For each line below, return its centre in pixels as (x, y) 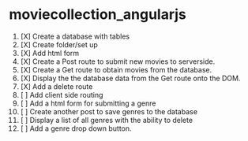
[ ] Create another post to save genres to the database (109, 111)
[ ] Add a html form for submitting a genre (88, 103)
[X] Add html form (50, 53)
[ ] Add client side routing (62, 95)
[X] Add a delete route (56, 86)
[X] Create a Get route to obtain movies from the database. (116, 69)
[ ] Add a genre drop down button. (76, 128)
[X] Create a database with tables (75, 36)
